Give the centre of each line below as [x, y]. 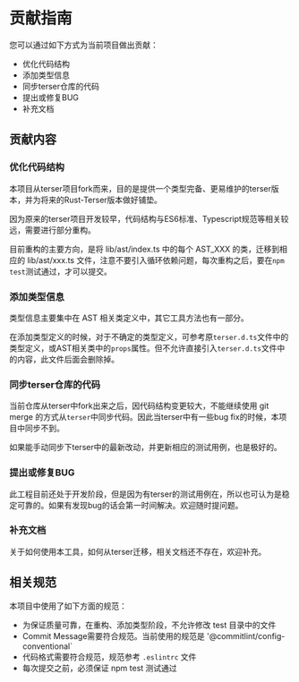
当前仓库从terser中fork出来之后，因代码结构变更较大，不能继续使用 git [139, 406]
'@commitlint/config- [246, 635]
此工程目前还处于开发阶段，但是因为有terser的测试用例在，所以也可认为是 [145, 494]
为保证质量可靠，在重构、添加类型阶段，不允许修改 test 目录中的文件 [149, 625]
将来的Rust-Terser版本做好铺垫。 [101, 200]
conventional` [47, 646]
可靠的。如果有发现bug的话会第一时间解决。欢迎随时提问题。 [130, 505]
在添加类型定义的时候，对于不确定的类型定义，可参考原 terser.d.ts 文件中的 [149, 337]
